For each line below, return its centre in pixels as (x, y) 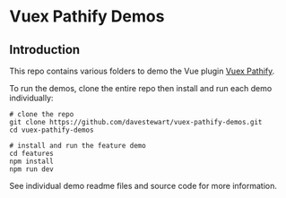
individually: (31, 98)
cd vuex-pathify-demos (52, 130)
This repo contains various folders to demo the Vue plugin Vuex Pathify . (142, 71)
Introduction (45, 50)
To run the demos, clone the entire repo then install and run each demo (141, 88)
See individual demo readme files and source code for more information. (143, 186)
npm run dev (31, 169)
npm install (31, 161)
